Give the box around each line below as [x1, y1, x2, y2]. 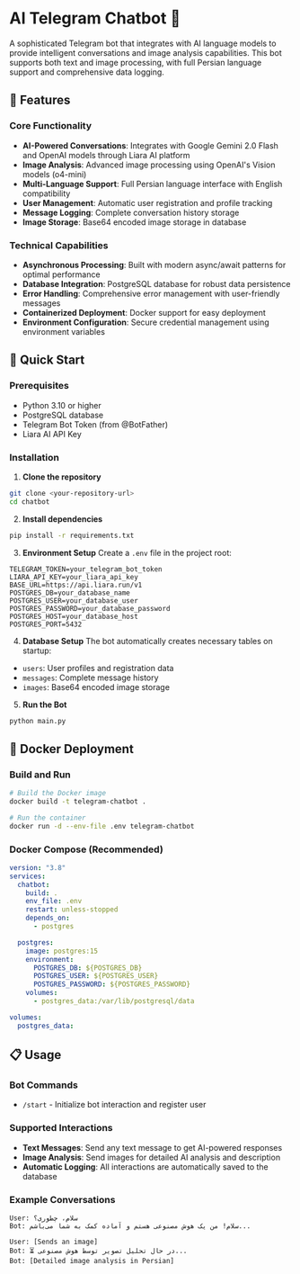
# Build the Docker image [9, 789, 106, 798]
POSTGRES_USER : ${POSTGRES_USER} [32, 972, 159, 981]
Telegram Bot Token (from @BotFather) [22, 418, 169, 430]
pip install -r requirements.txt [9, 531, 135, 540]
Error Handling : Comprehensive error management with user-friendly [22, 288, 280, 299]
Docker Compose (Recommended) [9, 843, 163, 856]
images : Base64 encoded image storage [22, 681, 171, 692]
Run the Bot [22, 699, 67, 710]
